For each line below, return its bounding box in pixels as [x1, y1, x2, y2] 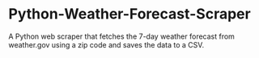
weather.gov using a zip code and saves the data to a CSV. [8, 39, 205, 49]
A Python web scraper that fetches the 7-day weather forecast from [8, 31, 235, 41]
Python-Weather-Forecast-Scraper [8, 5, 251, 23]
